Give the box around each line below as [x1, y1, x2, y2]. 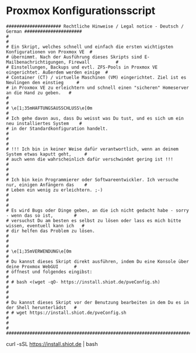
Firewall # [68, 59, 118, 65]
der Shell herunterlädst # [6, 304, 77, 310]
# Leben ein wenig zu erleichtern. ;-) [6, 187, 103, 193]
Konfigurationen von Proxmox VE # [6, 49, 93, 55]
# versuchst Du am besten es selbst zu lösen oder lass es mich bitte [6, 217, 181, 223]
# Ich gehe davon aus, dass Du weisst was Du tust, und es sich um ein [6, 115, 184, 121]
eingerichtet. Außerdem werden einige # [6, 69, 108, 75]
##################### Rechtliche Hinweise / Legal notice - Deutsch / [6, 23, 184, 29]
